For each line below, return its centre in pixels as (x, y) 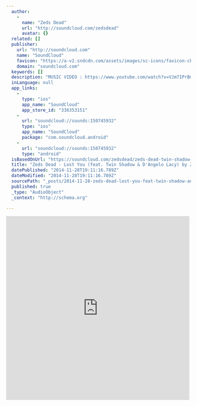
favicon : (27, 61)
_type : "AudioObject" (38, 192)
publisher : (25, 45)
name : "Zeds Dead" (44, 22)
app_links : (25, 88)
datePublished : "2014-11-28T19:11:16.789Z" (65, 170)
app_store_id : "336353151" (55, 110)
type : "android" (41, 154)
